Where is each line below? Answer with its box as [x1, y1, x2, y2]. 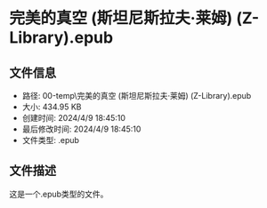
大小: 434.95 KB [21, 101, 82, 112]
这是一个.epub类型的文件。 [9, 188, 109, 199]
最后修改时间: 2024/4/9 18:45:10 [21, 124, 142, 134]
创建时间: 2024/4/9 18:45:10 [21, 113, 126, 123]
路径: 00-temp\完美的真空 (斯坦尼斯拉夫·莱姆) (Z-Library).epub [21, 91, 252, 100]
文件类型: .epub [21, 135, 80, 145]
